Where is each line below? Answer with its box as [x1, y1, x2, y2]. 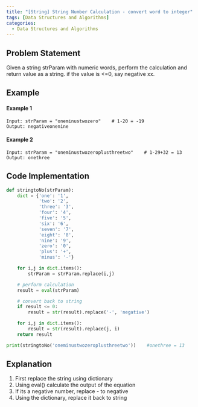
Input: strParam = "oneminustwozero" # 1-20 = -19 [6, 118, 145, 124]
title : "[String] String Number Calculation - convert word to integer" [6, 8, 193, 15]
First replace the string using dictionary [14, 375, 113, 382]
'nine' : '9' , [38, 238, 71, 244]
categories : [6, 20, 36, 26]
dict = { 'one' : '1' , [17, 192, 69, 199]
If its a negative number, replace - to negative [14, 388, 129, 395]
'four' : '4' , [38, 209, 71, 216]
